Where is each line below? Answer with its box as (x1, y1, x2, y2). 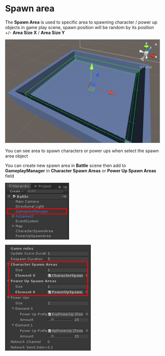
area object (5, 153, 28, 159)
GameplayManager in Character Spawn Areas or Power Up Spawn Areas (5, 168, 156, 174)
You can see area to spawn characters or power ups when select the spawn (5, 148, 159, 154)
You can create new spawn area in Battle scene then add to (5, 163, 126, 168)
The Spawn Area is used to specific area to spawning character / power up (5, 19, 158, 25)
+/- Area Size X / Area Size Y (5, 29, 65, 35)
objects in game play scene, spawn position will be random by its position (5, 24, 154, 30)
